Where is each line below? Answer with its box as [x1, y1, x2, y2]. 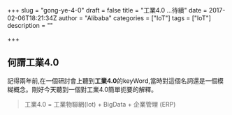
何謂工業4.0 [7, 56, 59, 68]
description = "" [7, 22, 54, 29]
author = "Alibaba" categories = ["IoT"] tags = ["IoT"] [58, 14, 212, 22]
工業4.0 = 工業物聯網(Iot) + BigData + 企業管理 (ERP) [24, 100, 176, 108]
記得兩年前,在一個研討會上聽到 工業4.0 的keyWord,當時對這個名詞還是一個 [7, 76, 218, 85]
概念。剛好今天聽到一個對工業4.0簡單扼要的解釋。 [13, 85, 158, 93]
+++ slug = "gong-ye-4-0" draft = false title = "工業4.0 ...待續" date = [7, 6, 208, 14]
